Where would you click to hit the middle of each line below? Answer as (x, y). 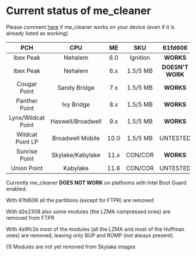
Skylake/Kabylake (76, 155)
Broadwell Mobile (76, 138)
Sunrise (27, 151)
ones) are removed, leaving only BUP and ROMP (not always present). (90, 235)
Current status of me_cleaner (79, 11)
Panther (27, 101)
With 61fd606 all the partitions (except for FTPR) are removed (80, 200)
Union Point (27, 168)
